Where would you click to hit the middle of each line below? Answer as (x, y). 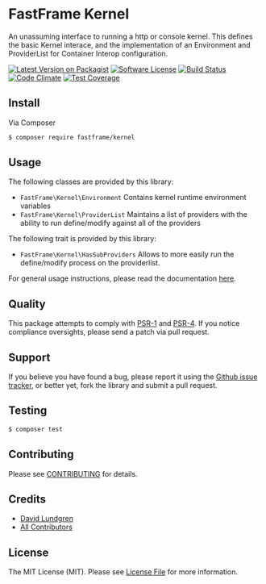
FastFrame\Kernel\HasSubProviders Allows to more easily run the (127, 254)
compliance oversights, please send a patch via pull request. (109, 332)
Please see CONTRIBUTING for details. (73, 473)
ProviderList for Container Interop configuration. (88, 53)
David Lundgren (47, 519)
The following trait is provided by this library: (83, 239)
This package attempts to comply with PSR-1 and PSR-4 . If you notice (124, 323)
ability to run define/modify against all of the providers (110, 223)
